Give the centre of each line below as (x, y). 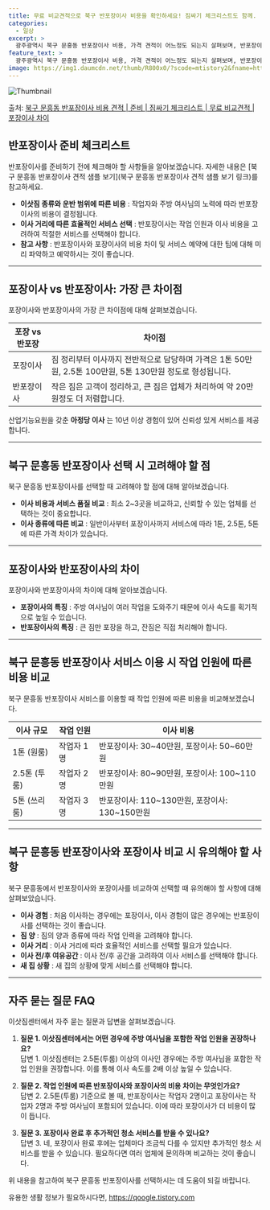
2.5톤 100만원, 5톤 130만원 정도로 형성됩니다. (147, 372)
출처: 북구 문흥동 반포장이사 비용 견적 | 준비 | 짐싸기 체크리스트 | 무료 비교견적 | (131, 107)
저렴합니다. (104, 399)
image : (19, 68)
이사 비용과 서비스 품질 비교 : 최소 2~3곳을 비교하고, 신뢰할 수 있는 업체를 (134, 504)
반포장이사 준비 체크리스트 (69, 146)
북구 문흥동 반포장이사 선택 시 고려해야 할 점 (109, 465)
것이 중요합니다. (66, 514)
